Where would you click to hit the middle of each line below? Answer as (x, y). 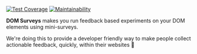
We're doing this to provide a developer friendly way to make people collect (99, 38)
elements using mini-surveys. (42, 27)
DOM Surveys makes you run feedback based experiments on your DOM (96, 20)
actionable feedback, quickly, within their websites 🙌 (70, 45)
